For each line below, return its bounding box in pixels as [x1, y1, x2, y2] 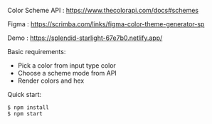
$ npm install [7, 104, 50, 111]
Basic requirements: [7, 48, 66, 56]
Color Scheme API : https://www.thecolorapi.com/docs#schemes [7, 6, 199, 14]
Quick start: [7, 91, 41, 98]
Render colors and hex [17, 76, 85, 85]
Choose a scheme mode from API [17, 69, 117, 77]
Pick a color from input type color [17, 61, 116, 70]
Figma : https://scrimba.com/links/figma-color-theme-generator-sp [7, 20, 205, 28]
